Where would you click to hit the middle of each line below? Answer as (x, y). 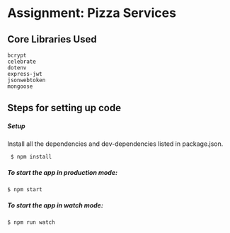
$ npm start (25, 190)
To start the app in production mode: (63, 172)
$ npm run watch (31, 222)
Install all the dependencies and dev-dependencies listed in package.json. (115, 144)
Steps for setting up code (64, 108)
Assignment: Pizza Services (92, 13)
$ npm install (31, 157)
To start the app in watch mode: (56, 205)
